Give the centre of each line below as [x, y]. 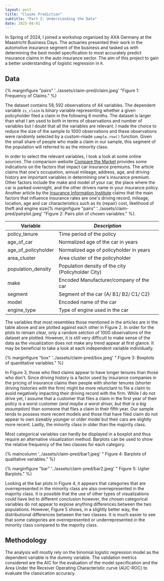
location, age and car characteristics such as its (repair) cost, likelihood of [80, 203]
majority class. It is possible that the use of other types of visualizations [77, 494]
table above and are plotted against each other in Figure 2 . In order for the [80, 328]
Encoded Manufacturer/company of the [104, 280]
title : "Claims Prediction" [34, 14]
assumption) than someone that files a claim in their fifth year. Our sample [79, 409]
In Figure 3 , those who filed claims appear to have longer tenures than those [82, 373]
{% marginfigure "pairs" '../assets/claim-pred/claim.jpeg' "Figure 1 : [72, 91]
